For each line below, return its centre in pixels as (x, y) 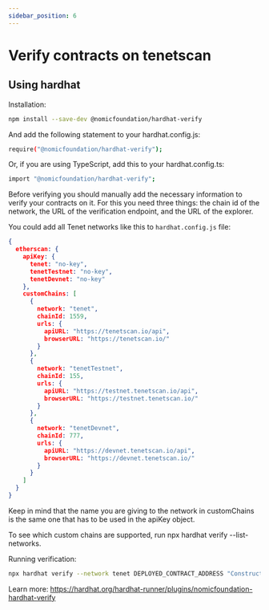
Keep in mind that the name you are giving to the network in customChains (131, 510)
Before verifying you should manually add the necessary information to (125, 194)
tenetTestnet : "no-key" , (71, 271)
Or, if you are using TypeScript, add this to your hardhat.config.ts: (116, 165)
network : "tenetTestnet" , (80, 369)
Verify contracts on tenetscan (110, 55)
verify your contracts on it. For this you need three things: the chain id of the (134, 203)
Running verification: (42, 559)
